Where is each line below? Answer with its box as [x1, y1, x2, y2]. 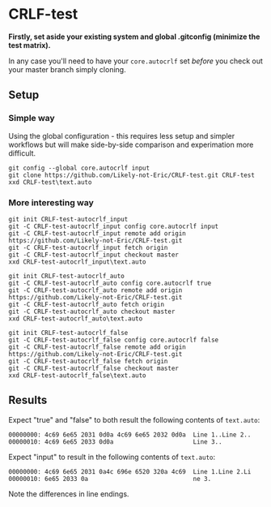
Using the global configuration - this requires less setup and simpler [8, 131, 235, 140]
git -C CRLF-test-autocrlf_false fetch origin [8, 357, 168, 365]
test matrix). [8, 40, 51, 49]
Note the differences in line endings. [8, 488, 129, 499]
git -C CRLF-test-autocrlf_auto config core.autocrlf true [8, 279, 212, 287]
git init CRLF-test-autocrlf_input [8, 215, 129, 223]
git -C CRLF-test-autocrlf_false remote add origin [8, 342, 186, 351]
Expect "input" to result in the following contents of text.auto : [8, 452, 216, 462]
